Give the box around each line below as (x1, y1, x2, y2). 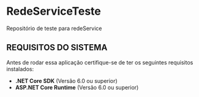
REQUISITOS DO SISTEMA (6, 42, 108, 53)
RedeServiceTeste (6, 4, 101, 18)
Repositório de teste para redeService (6, 25, 102, 32)
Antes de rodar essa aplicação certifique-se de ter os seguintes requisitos (6, 58, 193, 66)
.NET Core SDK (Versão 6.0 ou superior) (15, 77, 118, 84)
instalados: (6, 65, 34, 72)
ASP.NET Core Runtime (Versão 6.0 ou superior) (15, 83, 139, 91)
